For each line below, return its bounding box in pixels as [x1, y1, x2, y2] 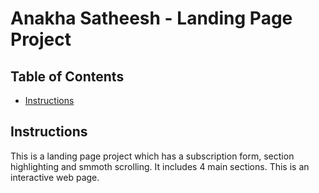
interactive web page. [10, 171, 100, 183]
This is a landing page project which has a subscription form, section [10, 150, 295, 162]
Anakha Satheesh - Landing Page [10, 7, 293, 30]
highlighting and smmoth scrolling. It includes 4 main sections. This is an [10, 160, 310, 172]
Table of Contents [10, 68, 125, 85]
